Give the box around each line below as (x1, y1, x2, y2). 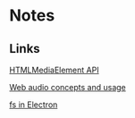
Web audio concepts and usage (9, 82, 127, 92)
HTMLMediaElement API (9, 64, 100, 75)
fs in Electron (9, 99, 58, 110)
